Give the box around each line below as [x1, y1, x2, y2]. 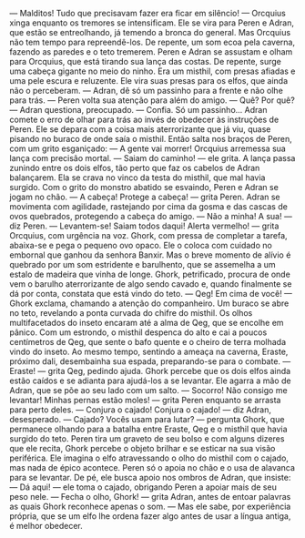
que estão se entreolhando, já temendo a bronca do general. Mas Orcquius [9, 27, 291, 37]
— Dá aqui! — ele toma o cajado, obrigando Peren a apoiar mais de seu [9, 482, 278, 492]
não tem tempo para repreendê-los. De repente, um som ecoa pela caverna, [9, 36, 296, 47]
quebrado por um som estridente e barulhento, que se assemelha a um [9, 259, 276, 269]
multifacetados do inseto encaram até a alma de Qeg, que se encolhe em [9, 318, 284, 328]
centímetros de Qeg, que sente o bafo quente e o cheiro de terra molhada [9, 337, 287, 347]
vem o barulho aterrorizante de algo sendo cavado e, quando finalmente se [9, 279, 292, 289]
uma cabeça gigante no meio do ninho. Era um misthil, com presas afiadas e [9, 66, 296, 76]
